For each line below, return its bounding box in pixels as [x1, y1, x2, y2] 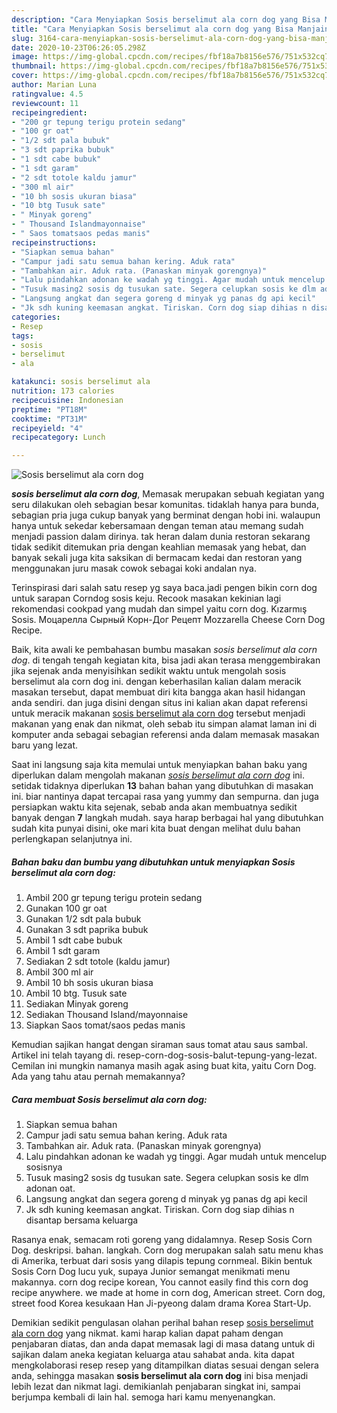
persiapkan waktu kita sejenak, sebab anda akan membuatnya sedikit [11, 801, 298, 813]
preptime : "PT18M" [11, 404, 88, 415]
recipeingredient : [11, 107, 88, 118]
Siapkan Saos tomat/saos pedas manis [25, 1019, 186, 1031]
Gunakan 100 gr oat [25, 902, 108, 915]
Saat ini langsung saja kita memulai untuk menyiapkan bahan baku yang [11, 759, 308, 771]
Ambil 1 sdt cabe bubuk [25, 934, 123, 946]
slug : [11, 33, 34, 43]
